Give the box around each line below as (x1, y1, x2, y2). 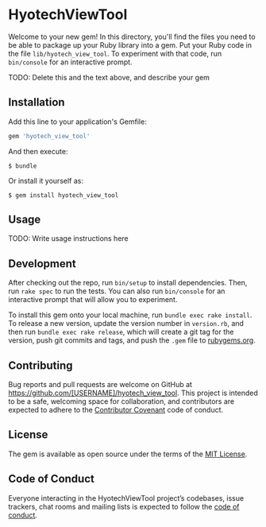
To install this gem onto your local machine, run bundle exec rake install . (8, 310, 253, 320)
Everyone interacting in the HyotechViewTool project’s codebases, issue (8, 493, 245, 502)
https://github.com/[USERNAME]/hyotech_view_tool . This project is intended (8, 388, 258, 398)
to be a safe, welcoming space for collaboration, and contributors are (8, 397, 235, 406)
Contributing (8, 358, 73, 372)
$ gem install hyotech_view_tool (8, 191, 119, 200)
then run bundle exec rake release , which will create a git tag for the (8, 327, 234, 337)
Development (8, 257, 77, 270)
